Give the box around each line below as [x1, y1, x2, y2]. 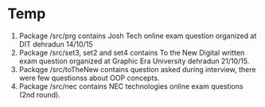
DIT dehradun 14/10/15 [18, 39, 93, 48]
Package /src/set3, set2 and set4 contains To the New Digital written [18, 48, 245, 57]
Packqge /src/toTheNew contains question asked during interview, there [18, 64, 256, 74]
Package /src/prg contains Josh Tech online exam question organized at [18, 31, 257, 40]
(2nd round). [18, 90, 60, 99]
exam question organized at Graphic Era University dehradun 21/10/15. [18, 56, 250, 66]
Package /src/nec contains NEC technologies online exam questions [18, 81, 244, 91]
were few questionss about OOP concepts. [18, 73, 160, 82]
